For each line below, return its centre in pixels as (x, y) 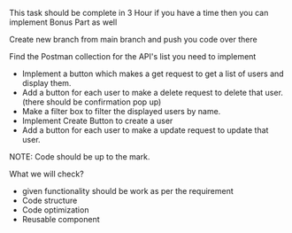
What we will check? (46, 174)
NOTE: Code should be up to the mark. (80, 157)
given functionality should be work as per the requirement (128, 191)
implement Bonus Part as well (63, 22)
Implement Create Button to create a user (97, 120)
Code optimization (55, 210)
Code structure (50, 200)
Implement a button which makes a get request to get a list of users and (153, 74)
